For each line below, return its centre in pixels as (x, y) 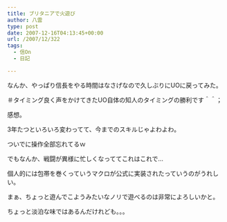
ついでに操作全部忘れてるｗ (47, 144)
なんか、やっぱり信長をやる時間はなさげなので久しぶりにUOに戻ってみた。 (115, 85)
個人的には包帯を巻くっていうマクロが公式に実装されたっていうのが (104, 173)
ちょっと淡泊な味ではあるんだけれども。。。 (68, 211)
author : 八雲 (25, 20)
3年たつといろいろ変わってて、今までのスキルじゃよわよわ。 (94, 129)
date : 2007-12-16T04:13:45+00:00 (55, 33)
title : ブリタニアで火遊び (42, 13)
